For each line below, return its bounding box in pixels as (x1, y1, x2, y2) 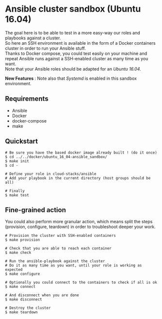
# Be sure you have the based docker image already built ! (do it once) (5, 150, 158, 155)
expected (5, 267, 23, 272)
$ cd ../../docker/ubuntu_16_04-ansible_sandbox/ (5, 154, 108, 159)
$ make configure (5, 271, 40, 277)
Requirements (5, 95, 49, 103)
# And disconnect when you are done (5, 293, 79, 298)
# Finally (5, 188, 25, 193)
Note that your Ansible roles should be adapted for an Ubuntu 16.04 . (5, 66, 142, 71)
